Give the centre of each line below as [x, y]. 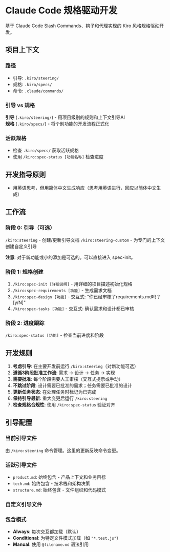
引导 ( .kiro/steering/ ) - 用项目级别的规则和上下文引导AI [65, 117]
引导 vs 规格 [20, 105]
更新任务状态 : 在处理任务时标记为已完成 [54, 392]
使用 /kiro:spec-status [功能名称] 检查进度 [58, 157]
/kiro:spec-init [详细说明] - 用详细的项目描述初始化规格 [72, 284]
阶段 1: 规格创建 [24, 272]
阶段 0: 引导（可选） [30, 228]
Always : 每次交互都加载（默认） [47, 531]
